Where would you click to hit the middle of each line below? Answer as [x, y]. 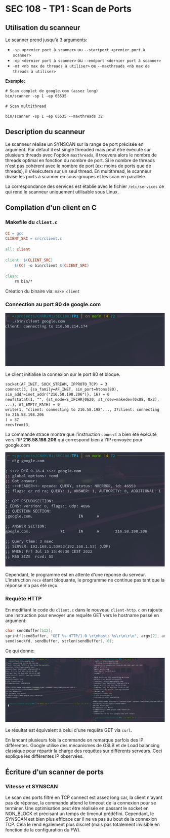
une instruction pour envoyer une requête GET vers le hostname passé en [82, 615]
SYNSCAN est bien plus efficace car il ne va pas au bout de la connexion [81, 819]
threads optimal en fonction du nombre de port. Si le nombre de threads [80, 160]
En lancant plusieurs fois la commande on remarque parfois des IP [74, 740]
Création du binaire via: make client [42, 291]
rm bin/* [24, 282]
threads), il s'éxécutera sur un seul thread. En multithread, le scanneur [78, 171]
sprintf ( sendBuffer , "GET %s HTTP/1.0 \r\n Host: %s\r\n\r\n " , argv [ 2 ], [82, 636]
